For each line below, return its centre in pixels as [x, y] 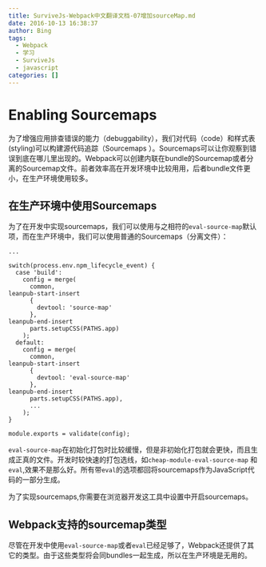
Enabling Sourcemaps [83, 115]
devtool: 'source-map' [75, 308]
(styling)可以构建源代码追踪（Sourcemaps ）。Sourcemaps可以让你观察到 [129, 148]
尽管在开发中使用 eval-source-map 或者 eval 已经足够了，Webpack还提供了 [128, 545]
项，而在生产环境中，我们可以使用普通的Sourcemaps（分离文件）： [118, 236]
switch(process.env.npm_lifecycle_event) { [82, 266]
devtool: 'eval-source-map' [83, 378]
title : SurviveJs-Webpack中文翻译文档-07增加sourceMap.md [102, 16]
